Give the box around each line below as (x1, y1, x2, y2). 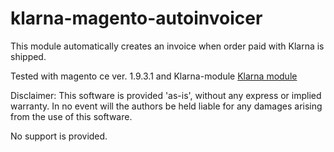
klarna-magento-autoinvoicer (10, 7, 263, 30)
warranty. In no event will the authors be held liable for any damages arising (10, 100, 323, 112)
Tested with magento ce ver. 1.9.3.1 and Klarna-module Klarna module (10, 70, 298, 82)
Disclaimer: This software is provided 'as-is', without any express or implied (10, 89, 322, 101)
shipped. (10, 50, 47, 62)
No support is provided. (10, 130, 108, 142)
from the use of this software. (10, 110, 133, 122)
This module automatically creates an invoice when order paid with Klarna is (10, 40, 325, 52)
